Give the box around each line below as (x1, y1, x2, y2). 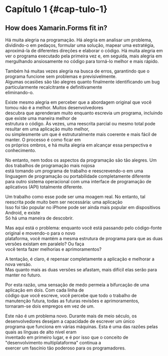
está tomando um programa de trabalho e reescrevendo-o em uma (5, 168, 143, 174)
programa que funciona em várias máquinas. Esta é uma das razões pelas (5, 324, 158, 329)
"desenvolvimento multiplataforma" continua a (5, 340, 101, 345)
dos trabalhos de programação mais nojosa (5, 163, 95, 168)
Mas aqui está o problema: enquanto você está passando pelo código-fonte (5, 225, 162, 231)
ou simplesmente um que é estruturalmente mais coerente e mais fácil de (5, 131, 157, 137)
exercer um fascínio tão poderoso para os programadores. (5, 345, 126, 351)
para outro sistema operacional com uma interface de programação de (5, 179, 151, 184)
